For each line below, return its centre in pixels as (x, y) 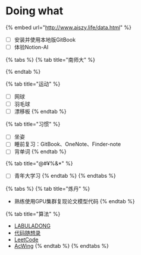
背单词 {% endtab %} (40, 152)
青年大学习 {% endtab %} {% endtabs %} (65, 176)
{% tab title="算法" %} (33, 214)
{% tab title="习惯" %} (33, 124)
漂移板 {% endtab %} (40, 112)
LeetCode (26, 240)
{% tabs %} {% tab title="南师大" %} (51, 60)
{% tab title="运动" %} (33, 84)
